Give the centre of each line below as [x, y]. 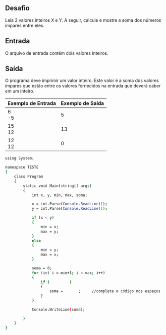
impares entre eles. [25, 25]
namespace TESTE [22, 167]
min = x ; [49, 227]
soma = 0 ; [42, 268]
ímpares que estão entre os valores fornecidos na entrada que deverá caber [83, 86]
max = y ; [49, 231]
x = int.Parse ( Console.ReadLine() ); [69, 204]
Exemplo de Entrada [32, 103]
